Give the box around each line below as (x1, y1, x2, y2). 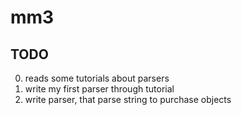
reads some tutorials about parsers (24, 72, 170, 84)
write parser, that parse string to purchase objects (24, 94, 232, 105)
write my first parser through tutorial (24, 83, 175, 95)
